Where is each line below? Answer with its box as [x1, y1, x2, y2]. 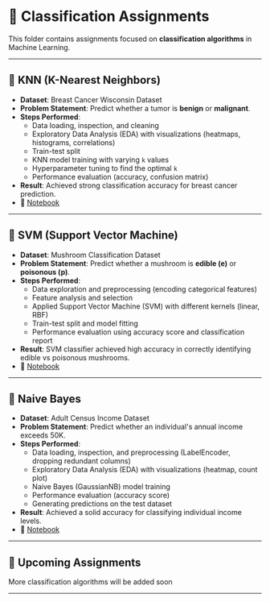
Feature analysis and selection [31, 293, 133, 302]
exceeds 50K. [19, 430, 66, 440]
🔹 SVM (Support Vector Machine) [8, 229, 178, 243]
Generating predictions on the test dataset [31, 499, 173, 509]
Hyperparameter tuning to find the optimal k [31, 163, 178, 172]
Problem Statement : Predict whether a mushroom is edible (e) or [19, 258, 237, 268]
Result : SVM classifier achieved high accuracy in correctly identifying [19, 344, 252, 354]
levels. [19, 516, 42, 526]
